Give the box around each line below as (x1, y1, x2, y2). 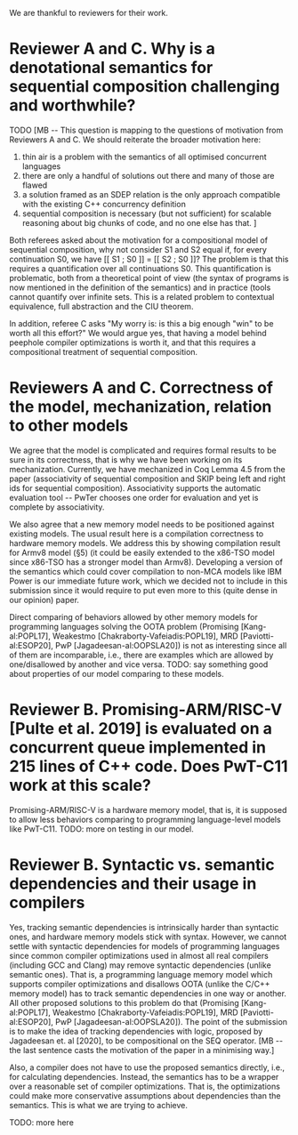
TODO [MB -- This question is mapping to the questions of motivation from (9, 125, 284, 135)
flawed (21, 180, 48, 190)
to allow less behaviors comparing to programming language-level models (9, 814, 282, 825)
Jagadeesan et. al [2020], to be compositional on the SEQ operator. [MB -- (9, 1035, 283, 1046)
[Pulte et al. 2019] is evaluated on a (9, 719, 273, 739)
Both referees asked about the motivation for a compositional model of (9, 235, 269, 246)
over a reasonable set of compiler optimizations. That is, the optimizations (9, 1081, 280, 1091)
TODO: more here (9, 1116, 74, 1128)
